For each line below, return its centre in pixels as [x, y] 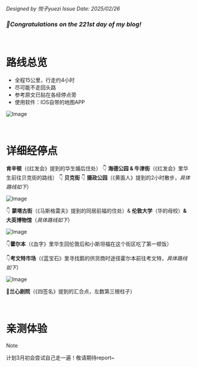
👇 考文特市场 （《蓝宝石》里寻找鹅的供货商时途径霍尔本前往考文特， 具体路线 [97, 259]
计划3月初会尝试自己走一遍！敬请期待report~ [60, 358]
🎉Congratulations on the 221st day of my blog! [74, 24]
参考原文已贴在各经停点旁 [45, 95]
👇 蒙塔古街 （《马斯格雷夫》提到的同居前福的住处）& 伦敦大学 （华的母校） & [96, 211]
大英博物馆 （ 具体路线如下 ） [40, 220]
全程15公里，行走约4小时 [45, 80]
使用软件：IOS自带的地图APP [50, 103]
